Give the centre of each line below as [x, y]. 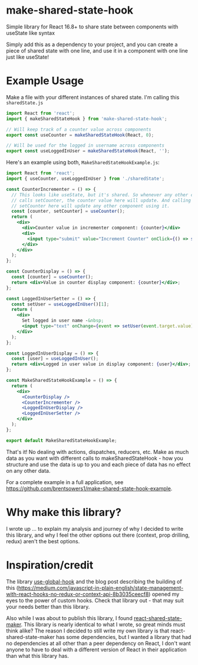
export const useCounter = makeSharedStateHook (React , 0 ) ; [80, 135]
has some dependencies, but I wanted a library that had [123, 637]
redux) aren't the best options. [43, 541]
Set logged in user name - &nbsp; [63, 321]
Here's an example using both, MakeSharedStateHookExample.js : [83, 163]
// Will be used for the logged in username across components [85, 145]
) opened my [164, 594]
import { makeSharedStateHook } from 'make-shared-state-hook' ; [87, 119]
